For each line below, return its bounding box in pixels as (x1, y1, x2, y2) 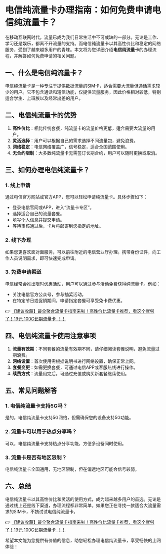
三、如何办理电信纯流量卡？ (5, 165, 90, 174)
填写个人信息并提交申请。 (12, 217, 65, 223)
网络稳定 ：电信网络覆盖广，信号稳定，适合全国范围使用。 (12, 144, 129, 150)
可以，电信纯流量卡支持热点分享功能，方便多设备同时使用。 (5, 440, 126, 446)
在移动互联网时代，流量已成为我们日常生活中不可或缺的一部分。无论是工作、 (5, 34, 161, 40)
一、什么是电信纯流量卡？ (5, 69, 83, 77)
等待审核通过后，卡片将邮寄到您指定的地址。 (12, 223, 104, 229)
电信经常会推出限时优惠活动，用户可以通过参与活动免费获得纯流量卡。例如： (5, 281, 161, 287)
